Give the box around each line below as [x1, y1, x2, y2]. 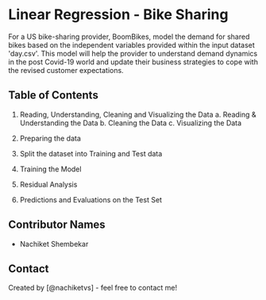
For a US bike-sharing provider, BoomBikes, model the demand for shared [8, 32, 250, 41]
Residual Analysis [19, 179, 78, 189]
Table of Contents [8, 89, 99, 102]
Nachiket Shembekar [19, 239, 89, 248]
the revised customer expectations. [8, 65, 125, 75]
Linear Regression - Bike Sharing [8, 6, 229, 24]
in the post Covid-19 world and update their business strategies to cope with [8, 57, 258, 67]
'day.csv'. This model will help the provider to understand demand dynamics [8, 48, 258, 58]
